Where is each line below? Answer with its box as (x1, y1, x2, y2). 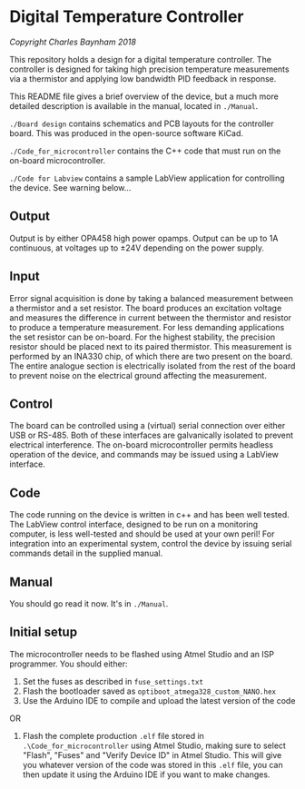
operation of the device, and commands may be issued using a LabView (9, 449, 279, 460)
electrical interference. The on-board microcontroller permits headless (9, 439, 274, 450)
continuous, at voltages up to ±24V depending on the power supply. (9, 242, 265, 253)
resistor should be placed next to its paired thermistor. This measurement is (9, 340, 292, 351)
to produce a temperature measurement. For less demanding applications (9, 321, 285, 332)
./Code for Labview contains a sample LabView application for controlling (9, 173, 285, 183)
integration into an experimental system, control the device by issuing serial (9, 538, 292, 549)
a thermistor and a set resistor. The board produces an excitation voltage (9, 302, 282, 313)
